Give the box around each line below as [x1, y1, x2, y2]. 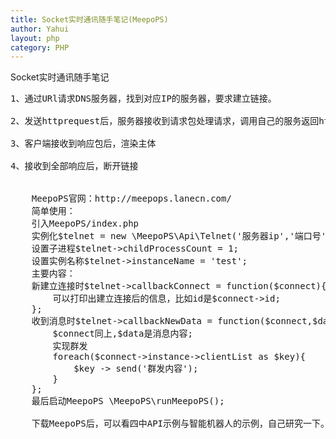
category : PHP [10, 42, 70, 53]
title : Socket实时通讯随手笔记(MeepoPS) [10, 14, 169, 25]
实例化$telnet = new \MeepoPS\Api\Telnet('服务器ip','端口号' [31, 231, 327, 242]
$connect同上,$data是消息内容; [52, 328, 193, 340]
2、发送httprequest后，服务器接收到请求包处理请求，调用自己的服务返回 [10, 116, 320, 127]
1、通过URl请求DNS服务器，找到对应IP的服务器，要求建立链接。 [10, 93, 277, 105]
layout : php [10, 33, 60, 43]
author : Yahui [10, 24, 70, 34]
